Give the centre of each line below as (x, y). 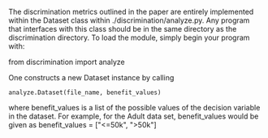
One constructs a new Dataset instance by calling (91, 78)
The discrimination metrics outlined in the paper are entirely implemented (131, 12)
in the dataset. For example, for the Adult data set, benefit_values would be (134, 116)
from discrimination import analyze (67, 62)
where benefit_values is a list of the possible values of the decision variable (134, 108)
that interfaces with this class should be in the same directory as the (123, 29)
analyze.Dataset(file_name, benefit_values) (85, 93)
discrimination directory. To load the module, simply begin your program (129, 37)
